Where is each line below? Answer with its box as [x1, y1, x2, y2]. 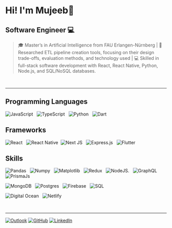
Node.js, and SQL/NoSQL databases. [17, 68, 96, 74]
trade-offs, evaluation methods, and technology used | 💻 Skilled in [17, 55, 159, 61]
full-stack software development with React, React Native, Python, [17, 62, 158, 69]
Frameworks [5, 126, 47, 134]
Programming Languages [5, 97, 88, 106]
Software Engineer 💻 [5, 26, 75, 34]
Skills [5, 154, 23, 163]
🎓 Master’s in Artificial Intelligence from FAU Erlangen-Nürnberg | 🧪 [17, 42, 162, 48]
